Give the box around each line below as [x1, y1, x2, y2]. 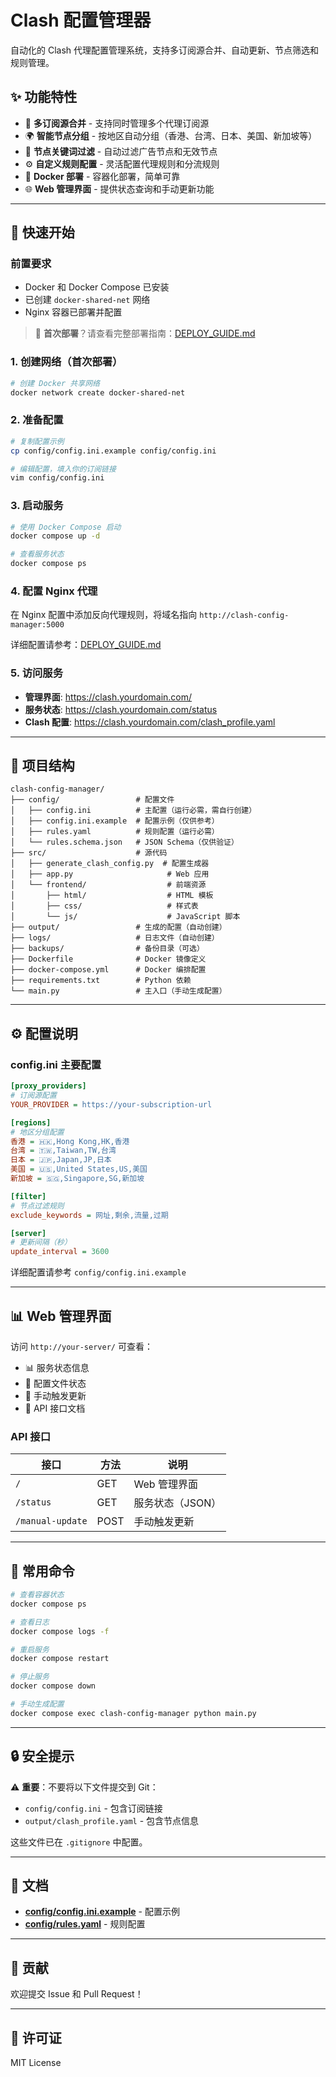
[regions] [10, 1117, 52, 1128]
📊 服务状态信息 [24, 1361, 90, 1373]
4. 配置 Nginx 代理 [10, 584, 98, 598]
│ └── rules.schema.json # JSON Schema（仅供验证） [10, 837, 239, 848]
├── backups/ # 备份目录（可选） [10, 944, 205, 954]
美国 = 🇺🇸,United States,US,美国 [10, 1164, 148, 1175]
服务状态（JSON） [133, 1496, 222, 1510]
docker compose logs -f [10, 1626, 110, 1636]
